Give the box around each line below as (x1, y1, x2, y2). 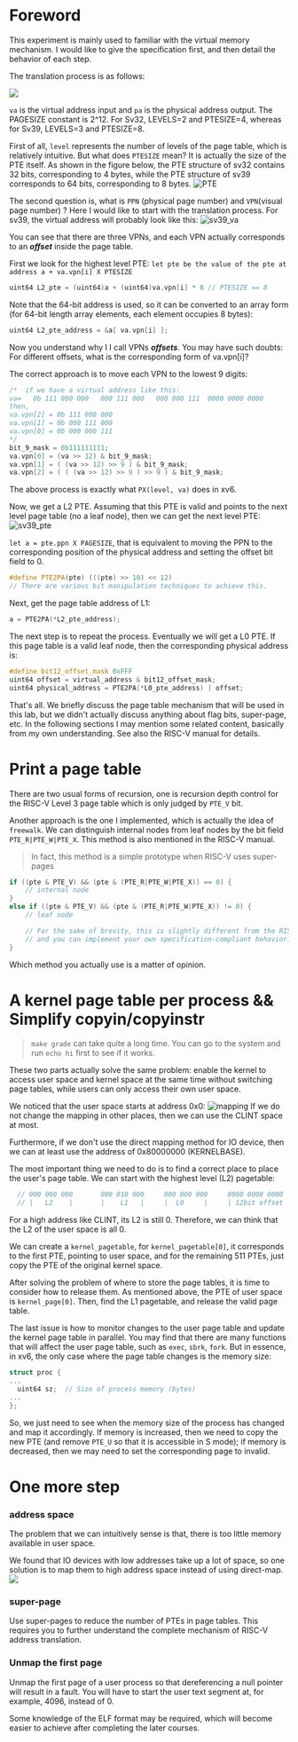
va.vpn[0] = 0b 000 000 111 (9, 427, 114, 436)
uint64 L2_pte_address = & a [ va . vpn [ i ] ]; (9, 326, 169, 335)
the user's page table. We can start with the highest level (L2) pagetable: (9, 1173, 275, 1184)
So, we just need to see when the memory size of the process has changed (9, 1417, 286, 1428)
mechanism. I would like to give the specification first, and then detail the (9, 43, 277, 54)
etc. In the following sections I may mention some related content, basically (9, 718, 285, 729)
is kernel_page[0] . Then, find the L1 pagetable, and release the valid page (9, 1297, 278, 1307)
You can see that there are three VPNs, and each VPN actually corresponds (9, 232, 286, 242)
